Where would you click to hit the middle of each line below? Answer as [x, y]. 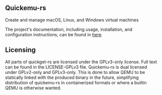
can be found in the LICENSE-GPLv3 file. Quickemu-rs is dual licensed [76, 67]
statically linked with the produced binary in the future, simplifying [72, 77]
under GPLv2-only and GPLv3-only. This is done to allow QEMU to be [75, 72]
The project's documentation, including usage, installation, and [69, 29]
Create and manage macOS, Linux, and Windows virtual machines [72, 20]
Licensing [20, 50]
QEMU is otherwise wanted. [33, 88]
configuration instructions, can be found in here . [54, 34]
